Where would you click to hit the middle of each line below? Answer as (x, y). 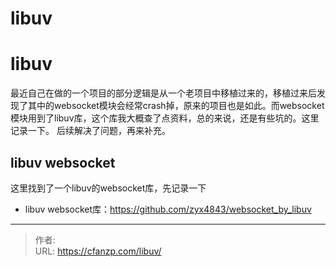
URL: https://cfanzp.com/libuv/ (98, 251)
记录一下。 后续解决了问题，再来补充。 (90, 131)
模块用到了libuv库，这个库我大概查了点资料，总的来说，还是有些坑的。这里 (165, 118)
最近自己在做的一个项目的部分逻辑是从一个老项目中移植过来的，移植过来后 (163, 93)
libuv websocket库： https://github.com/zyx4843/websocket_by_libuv (168, 209)
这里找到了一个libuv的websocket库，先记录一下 (108, 188)
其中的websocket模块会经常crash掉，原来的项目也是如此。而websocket (176, 106)
